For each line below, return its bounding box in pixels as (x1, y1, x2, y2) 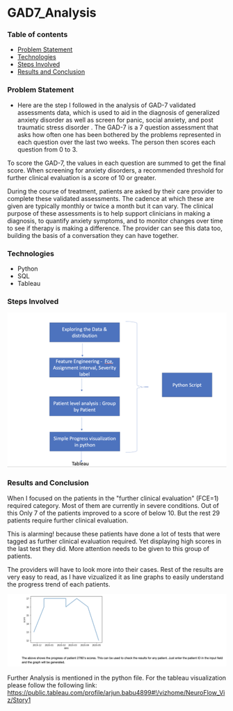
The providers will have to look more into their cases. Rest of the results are (7, 565, 224, 573)
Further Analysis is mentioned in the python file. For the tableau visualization (7, 673, 227, 682)
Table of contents (7, 30, 68, 40)
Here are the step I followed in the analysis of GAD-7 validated (17, 101, 196, 109)
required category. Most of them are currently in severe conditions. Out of (7, 501, 219, 509)
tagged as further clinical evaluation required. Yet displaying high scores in (7, 537, 221, 545)
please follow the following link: (7, 680, 97, 689)
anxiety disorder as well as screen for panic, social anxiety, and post (17, 115, 214, 124)
